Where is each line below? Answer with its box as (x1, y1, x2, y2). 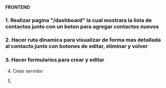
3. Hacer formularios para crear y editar (5, 56, 105, 63)
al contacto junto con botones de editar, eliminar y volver (5, 43, 148, 50)
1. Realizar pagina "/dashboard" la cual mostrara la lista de (5, 17, 152, 24)
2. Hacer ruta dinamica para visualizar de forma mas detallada (5, 36, 161, 43)
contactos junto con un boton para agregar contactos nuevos (5, 23, 159, 30)
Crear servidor (12, 68, 43, 74)
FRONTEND (5, 4, 30, 10)
